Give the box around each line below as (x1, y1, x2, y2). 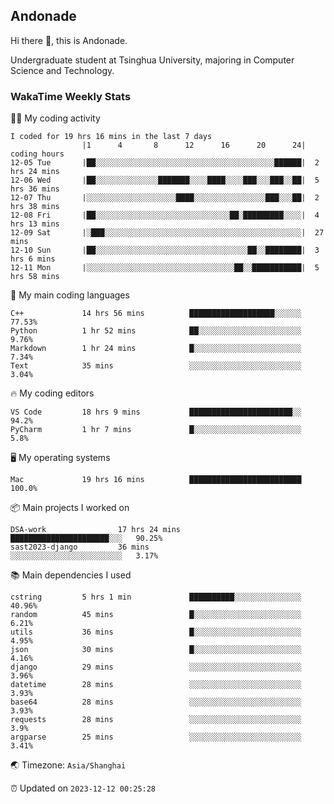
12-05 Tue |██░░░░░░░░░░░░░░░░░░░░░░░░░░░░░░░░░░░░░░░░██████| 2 (10, 158, 320, 168)
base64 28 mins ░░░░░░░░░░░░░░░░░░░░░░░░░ (10, 697, 302, 708)
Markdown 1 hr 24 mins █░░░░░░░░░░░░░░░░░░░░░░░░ (10, 344, 302, 354)
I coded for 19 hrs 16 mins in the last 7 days (10, 132, 213, 142)
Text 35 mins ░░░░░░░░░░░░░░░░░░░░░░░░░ (10, 361, 302, 371)
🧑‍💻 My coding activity (10, 112, 101, 124)
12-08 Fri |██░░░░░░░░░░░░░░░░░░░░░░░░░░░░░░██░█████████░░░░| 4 (10, 210, 320, 221)
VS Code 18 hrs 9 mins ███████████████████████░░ (10, 407, 302, 418)
